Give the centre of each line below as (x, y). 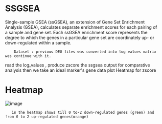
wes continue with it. (28, 56)
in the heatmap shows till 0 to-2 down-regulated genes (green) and (83, 112)
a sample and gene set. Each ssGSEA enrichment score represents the (76, 32)
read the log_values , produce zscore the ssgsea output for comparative (78, 65)
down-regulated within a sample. (38, 42)
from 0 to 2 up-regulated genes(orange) (47, 117)
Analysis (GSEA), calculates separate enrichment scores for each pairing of (81, 27)
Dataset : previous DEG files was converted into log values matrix (85, 52)
